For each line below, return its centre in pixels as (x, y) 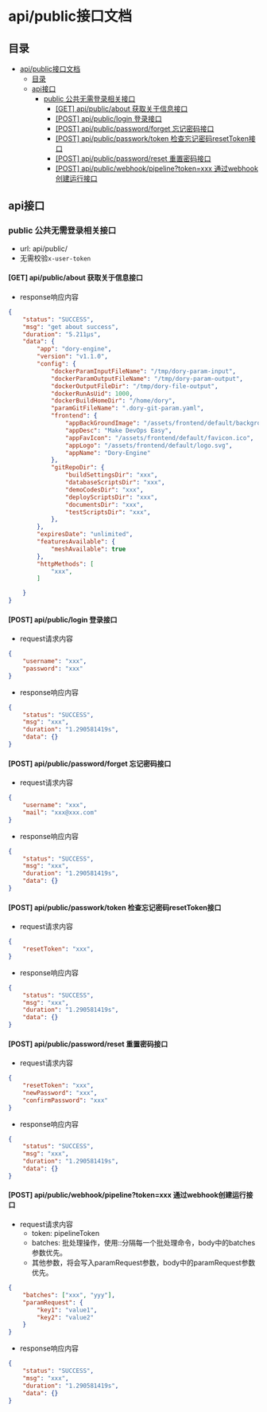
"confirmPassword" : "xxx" (66, 1100)
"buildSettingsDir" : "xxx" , (111, 475)
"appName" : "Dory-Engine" (108, 453)
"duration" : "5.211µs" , (62, 334)
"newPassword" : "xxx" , (60, 1092)
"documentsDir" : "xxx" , (104, 504)
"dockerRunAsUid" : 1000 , (92, 394)
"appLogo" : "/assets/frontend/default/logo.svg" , (149, 445)
